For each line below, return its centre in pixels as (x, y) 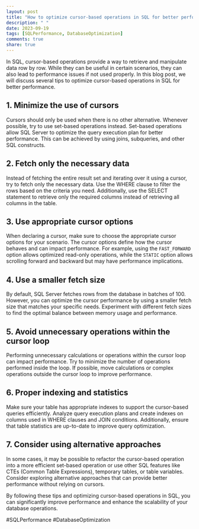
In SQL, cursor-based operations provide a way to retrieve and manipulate (97, 61)
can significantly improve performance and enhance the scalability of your (97, 502)
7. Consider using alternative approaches (84, 444)
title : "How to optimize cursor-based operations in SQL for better (92, 17)
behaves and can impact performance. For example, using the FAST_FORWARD (99, 248)
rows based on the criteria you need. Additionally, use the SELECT (87, 190)
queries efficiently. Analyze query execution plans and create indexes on (95, 413)
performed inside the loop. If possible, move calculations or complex (90, 368)
